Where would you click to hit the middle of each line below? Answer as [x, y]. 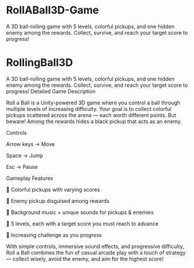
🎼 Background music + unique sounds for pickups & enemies [80, 212]
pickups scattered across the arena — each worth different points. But [91, 115]
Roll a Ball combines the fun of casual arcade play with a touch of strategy [96, 252]
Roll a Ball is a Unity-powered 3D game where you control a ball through [93, 103]
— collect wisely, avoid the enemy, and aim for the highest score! [85, 259]
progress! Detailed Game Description [51, 91]
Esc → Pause [22, 167]
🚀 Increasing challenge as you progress [54, 235]
